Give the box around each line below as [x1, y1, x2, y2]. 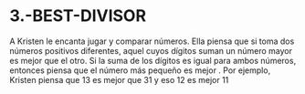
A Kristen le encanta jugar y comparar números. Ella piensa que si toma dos [9, 36, 295, 47]
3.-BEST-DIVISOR [9, 5, 147, 26]
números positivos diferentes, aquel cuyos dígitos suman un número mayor [9, 45, 293, 56]
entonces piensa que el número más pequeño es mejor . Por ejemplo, [9, 65, 271, 76]
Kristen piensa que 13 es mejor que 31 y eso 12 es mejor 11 [9, 74, 229, 85]
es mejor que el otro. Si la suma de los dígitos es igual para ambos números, [9, 55, 297, 66]
